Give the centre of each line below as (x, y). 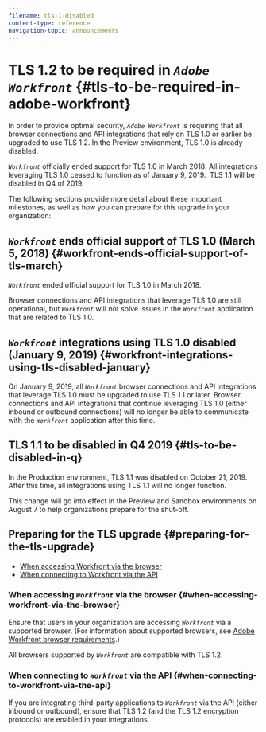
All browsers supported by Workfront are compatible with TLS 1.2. (116, 655)
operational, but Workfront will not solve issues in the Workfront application (131, 309)
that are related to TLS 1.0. (51, 317)
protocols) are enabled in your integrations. (79, 720)
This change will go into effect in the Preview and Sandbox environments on (133, 501)
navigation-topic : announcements (64, 30)
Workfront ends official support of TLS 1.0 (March (132, 241)
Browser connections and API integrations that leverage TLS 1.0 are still (125, 300)
